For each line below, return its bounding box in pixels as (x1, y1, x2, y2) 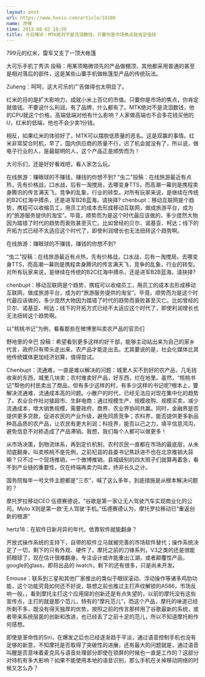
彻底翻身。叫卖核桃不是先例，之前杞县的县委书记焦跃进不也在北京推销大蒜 (6, 448, 193, 456)
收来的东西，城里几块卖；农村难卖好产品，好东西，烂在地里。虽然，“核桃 (6, 374, 191, 382)
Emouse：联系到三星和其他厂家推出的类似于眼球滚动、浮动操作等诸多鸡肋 (6, 575, 192, 582)
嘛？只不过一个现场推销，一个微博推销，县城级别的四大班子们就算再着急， (6, 456, 193, 463)
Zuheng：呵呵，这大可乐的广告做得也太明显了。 (6, 83, 128, 91)
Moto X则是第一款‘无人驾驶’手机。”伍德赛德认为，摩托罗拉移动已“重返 (16, 505, 190, 512)
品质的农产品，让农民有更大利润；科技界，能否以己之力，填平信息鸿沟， (16, 420, 199, 428)
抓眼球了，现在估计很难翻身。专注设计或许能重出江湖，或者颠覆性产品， (6, 554, 188, 561)
